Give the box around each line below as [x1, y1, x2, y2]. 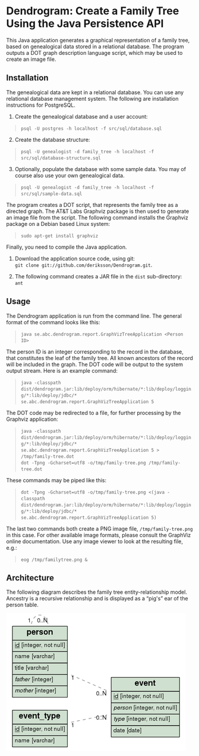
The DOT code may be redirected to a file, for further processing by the [6, 409, 181, 416]
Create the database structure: [14, 136, 90, 143]
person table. [6, 601, 39, 609]
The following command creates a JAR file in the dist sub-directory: [14, 272, 182, 280]
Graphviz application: [6, 416, 58, 423]
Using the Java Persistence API [6, 17, 164, 30]
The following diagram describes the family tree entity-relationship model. [6, 588, 187, 596]
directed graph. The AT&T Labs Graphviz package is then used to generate [6, 207, 189, 215]
